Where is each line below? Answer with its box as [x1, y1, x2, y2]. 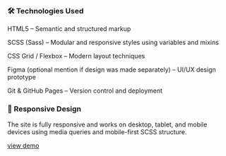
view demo [7, 141, 40, 150]
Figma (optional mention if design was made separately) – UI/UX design [7, 65, 217, 74]
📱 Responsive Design [7, 104, 81, 114]
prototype [7, 73, 37, 82]
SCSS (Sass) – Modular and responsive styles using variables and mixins [7, 38, 219, 47]
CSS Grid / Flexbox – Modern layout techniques [7, 52, 145, 60]
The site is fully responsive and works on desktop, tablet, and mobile [7, 120, 208, 129]
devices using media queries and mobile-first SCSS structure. [7, 127, 187, 136]
